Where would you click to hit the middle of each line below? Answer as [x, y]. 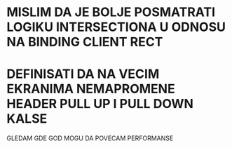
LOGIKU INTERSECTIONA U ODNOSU [116, 27]
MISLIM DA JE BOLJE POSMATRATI [111, 12]
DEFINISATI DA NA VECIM [83, 74]
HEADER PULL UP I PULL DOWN [100, 104]
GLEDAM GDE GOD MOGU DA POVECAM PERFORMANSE [90, 138]
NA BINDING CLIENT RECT [85, 42]
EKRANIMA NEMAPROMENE [91, 89]
